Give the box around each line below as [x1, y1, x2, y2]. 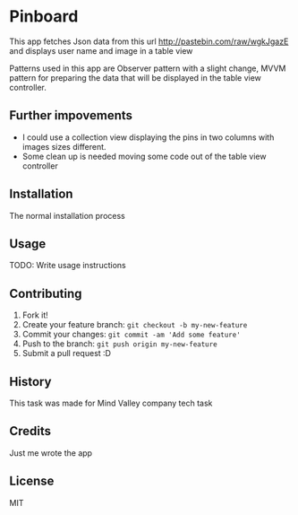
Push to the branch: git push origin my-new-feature [21, 338, 217, 349]
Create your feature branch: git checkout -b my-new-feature [21, 319, 248, 330]
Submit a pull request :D [21, 348, 112, 359]
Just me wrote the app [9, 447, 92, 458]
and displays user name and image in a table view [9, 45, 193, 56]
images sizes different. [21, 141, 106, 152]
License [9, 474, 55, 489]
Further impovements [9, 108, 132, 123]
